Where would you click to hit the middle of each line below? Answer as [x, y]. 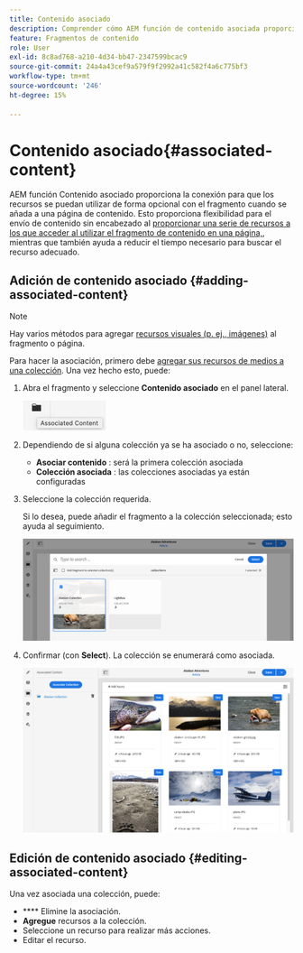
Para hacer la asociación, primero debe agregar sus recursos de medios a [147, 361]
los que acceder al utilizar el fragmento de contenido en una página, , [137, 233]
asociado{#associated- [183, 150]
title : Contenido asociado [60, 19]
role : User [30, 48]
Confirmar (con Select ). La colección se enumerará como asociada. [148, 655]
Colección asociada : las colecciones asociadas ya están [142, 472]
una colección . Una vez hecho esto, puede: [90, 371]
